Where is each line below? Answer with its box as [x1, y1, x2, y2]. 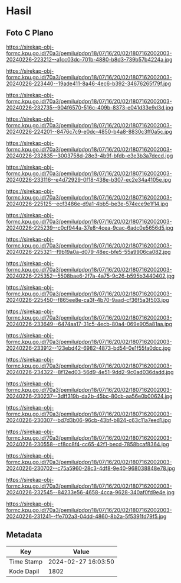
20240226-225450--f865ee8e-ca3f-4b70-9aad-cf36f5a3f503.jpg [6, 297, 169, 303]
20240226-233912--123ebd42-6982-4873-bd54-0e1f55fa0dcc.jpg [6, 344, 171, 352]
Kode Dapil [9, 567, 40, 575]
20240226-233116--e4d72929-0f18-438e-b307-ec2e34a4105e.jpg [6, 176, 172, 183]
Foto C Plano [6, 28, 54, 38]
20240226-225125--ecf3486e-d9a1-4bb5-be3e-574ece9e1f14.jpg [6, 200, 169, 207]
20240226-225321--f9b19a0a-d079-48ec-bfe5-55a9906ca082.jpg [6, 249, 171, 255]
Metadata [6, 530, 42, 540]
